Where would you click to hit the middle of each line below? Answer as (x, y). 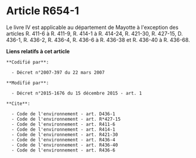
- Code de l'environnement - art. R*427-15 (66, 119)
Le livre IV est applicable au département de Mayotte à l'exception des (92, 27)
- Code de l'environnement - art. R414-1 (64, 129)
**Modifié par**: (28, 83)
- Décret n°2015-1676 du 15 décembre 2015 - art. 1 (77, 93)
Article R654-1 (43, 11)
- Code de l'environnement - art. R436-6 (64, 150)
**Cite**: (18, 104)
